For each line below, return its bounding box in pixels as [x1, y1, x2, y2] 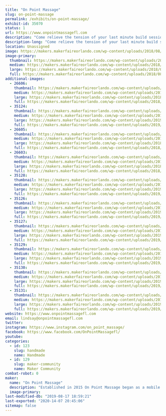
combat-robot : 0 [5, 371, 39, 376]
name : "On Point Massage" [9, 380, 63, 385]
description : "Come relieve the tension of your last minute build [5, 35, 147, 40]
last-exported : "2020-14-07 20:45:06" [5, 399, 85, 404]
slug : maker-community [14, 362, 61, 367]
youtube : [5, 334, 23, 339]
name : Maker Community [14, 366, 61, 371]
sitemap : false [5, 403, 37, 409]
